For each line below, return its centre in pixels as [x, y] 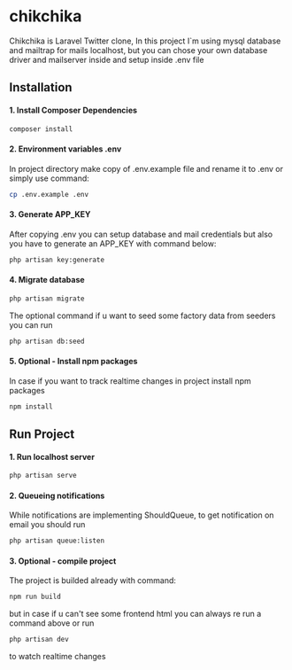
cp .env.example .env [49, 194]
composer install [41, 129]
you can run [31, 324]
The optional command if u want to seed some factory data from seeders [142, 316]
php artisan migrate [47, 299]
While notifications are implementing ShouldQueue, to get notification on [142, 515]
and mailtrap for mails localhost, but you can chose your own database [138, 50]
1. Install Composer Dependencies [73, 110]
